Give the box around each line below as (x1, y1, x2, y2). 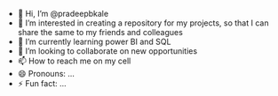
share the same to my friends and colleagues (17, 27, 184, 37)
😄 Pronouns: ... (17, 69, 75, 78)
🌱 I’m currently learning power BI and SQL (17, 36, 171, 47)
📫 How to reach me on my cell (17, 55, 131, 66)
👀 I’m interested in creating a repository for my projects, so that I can (17, 18, 269, 28)
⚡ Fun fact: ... (17, 78, 67, 88)
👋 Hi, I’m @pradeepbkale (17, 9, 109, 18)
